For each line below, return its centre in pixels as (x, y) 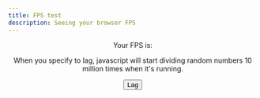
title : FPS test (35, 15)
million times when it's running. (133, 68)
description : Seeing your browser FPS (72, 23)
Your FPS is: (133, 45)
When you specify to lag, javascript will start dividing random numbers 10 (133, 60)
